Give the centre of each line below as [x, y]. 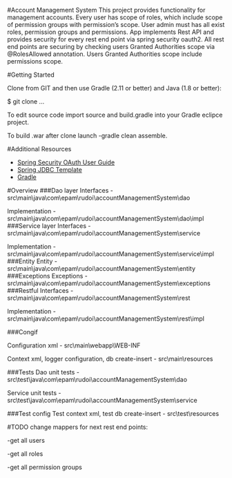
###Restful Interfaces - [40, 290]
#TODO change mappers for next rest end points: [78, 427]
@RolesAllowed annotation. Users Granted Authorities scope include [105, 54]
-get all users [26, 440]
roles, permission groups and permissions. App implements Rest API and [110, 32]
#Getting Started [31, 75]
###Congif [22, 332]
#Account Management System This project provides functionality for [106, 10]
